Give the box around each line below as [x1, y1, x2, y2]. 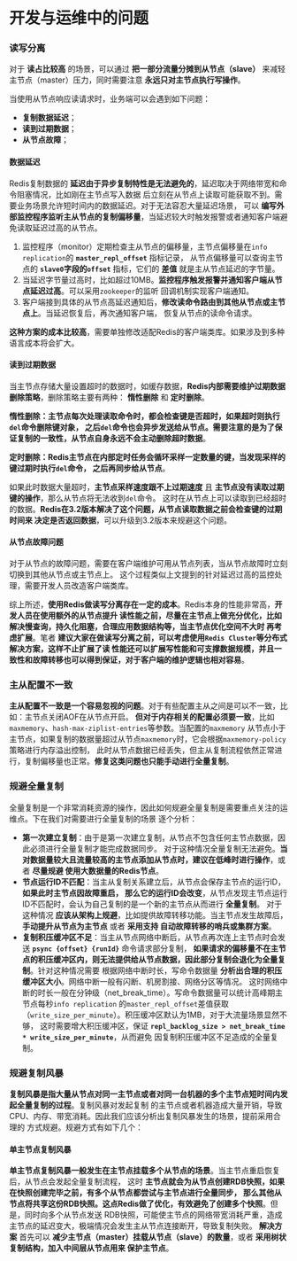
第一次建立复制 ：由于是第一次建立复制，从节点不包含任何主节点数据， [21, 832, 278, 843]
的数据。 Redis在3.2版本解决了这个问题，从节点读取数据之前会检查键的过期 [9, 503, 283, 514]
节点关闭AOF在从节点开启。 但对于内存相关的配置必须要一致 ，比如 [32, 712, 276, 722]
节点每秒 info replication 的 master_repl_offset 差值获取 [21, 998, 230, 1008]
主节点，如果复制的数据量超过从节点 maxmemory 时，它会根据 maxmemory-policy [9, 734, 286, 744]
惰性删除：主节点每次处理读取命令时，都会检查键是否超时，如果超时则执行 [9, 410, 280, 421]
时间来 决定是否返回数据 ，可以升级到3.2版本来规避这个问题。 [9, 515, 232, 525]
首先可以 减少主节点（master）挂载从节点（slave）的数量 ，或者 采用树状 [19, 1232, 287, 1242]
